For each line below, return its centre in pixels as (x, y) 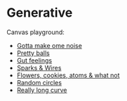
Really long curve (42, 90)
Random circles (39, 82)
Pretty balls (33, 53)
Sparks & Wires (39, 68)
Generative (40, 13)
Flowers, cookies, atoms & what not (68, 75)
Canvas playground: (35, 32)
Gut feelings (34, 60)
